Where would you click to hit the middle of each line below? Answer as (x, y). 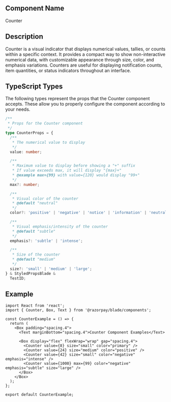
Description (24, 37)
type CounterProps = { (29, 133)
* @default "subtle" (34, 231)
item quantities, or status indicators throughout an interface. (68, 70)
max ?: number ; (25, 184)
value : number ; (26, 152)
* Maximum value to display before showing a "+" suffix (74, 166)
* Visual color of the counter (45, 198)
